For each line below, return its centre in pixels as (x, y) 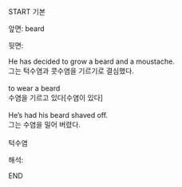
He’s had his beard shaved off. (58, 115)
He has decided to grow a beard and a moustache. (92, 61)
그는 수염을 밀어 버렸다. (45, 125)
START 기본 (27, 12)
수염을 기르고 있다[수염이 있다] (56, 97)
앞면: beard (27, 29)
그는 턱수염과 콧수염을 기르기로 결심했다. (71, 71)
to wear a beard (34, 88)
